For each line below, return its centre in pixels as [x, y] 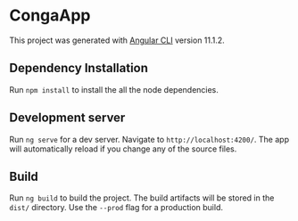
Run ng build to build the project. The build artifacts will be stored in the [142, 198]
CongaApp [50, 16]
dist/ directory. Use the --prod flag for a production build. [116, 208]
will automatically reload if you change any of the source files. [123, 149]
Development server [67, 118]
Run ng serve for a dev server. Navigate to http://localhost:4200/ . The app [149, 139]
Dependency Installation [79, 68]
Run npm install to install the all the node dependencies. [114, 89]
